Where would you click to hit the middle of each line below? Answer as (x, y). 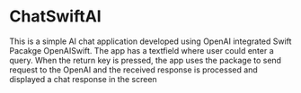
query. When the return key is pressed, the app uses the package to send (145, 60)
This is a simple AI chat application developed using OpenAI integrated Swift (150, 41)
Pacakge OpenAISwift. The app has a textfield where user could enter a (142, 50)
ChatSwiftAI (55, 17)
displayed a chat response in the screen (83, 79)
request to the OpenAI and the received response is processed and (133, 70)
